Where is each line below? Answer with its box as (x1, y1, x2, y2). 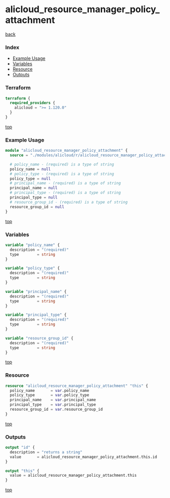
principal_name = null (10, 185, 58, 191)
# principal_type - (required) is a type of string (10, 190, 121, 195)
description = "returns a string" (10, 449, 82, 455)
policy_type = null (10, 176, 51, 181)
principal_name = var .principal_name (10, 397, 96, 403)
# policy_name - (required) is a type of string (10, 161, 114, 167)
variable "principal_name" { (5, 289, 67, 294)
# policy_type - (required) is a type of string (10, 171, 114, 176)
